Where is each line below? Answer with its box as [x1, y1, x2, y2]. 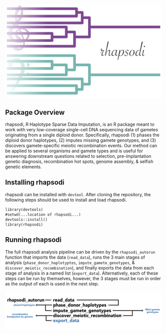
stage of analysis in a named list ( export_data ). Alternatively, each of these [5, 270, 158, 276]
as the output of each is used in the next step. [5, 281, 99, 287]
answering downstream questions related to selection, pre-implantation [5, 153, 152, 159]
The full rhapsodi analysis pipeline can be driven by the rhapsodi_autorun [5, 249, 156, 255]
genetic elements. [5, 164, 42, 170]
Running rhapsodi [5, 236, 62, 244]
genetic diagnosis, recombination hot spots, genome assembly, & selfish [5, 159, 154, 165]
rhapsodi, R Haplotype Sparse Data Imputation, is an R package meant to [5, 121, 155, 127]
